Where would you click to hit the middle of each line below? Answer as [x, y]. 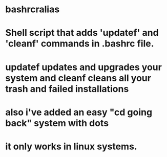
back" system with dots [57, 123]
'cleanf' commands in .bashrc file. [80, 44]
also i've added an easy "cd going [79, 112]
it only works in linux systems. [71, 146]
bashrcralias [33, 9]
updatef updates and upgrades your [84, 67]
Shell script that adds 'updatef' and [82, 33]
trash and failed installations [67, 89]
